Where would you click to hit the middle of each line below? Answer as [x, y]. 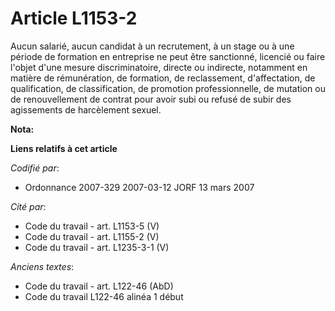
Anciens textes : [42, 266]
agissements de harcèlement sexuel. [86, 109]
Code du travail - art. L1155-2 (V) [92, 236]
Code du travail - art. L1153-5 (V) [92, 226]
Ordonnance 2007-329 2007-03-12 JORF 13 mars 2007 [139, 187]
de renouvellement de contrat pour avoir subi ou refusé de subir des [151, 99]
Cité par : [28, 206]
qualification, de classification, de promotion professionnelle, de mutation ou [168, 88]
